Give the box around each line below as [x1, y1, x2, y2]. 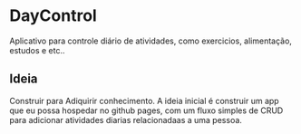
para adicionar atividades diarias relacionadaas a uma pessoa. [9, 114, 243, 125]
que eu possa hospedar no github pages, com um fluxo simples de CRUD [9, 105, 284, 116]
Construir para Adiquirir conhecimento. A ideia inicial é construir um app [9, 95, 279, 106]
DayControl [9, 5, 97, 26]
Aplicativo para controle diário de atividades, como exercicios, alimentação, [9, 35, 293, 46]
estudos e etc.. [9, 44, 65, 55]
